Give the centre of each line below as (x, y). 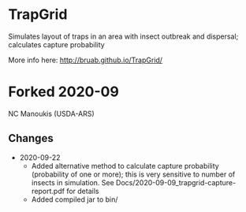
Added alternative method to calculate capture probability (125, 166)
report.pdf (48, 191)
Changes (31, 138)
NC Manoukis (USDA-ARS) (51, 113)
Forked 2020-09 (64, 92)
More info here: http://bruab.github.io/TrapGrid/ (86, 60)
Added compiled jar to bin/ (75, 199)
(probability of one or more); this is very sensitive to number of (133, 174)
